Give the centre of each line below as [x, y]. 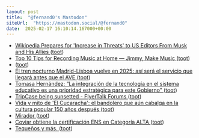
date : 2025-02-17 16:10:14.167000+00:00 [59, 28]
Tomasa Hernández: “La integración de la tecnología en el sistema [97, 84]
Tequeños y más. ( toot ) [44, 128]
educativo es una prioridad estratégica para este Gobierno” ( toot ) [96, 90]
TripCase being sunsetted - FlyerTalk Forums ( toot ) [78, 97]
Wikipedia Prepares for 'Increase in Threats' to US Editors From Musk [101, 46]
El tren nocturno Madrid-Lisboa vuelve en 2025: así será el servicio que [104, 71]
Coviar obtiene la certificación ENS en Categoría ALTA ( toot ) [89, 122]
